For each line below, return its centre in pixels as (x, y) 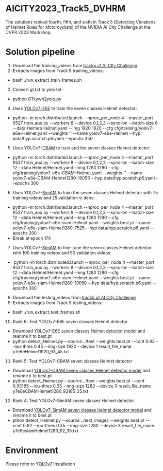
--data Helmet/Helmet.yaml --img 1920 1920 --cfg (63, 128)
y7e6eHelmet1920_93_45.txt (41, 351)
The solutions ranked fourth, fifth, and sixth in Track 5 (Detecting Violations (81, 22)
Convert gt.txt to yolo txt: (38, 89)
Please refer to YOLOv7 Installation (41, 464)
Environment (32, 450)
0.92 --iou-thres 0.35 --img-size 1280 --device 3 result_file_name (89, 425)
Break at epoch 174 (32, 238)
